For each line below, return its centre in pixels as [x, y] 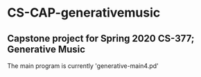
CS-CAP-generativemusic [84, 13]
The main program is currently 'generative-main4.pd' [83, 66]
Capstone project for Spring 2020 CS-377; [101, 38]
